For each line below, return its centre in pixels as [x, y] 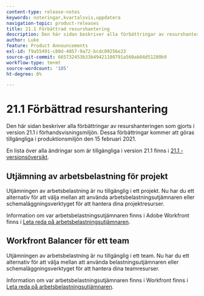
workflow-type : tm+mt [34, 62]
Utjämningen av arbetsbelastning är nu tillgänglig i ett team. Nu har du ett [98, 255]
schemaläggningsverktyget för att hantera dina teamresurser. [83, 268]
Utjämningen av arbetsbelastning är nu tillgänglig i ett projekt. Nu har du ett [100, 191]
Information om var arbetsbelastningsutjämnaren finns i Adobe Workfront [98, 215]
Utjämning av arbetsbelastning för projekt [87, 176]
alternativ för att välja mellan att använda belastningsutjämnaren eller [93, 262]
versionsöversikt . [28, 157]
